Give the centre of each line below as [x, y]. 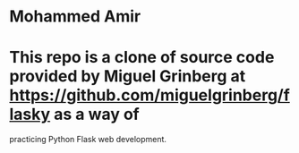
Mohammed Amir [75, 17]
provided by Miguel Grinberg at [128, 76]
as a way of [97, 115]
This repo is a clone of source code [142, 58]
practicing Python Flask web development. [88, 140]
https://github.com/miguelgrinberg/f [150, 95]
